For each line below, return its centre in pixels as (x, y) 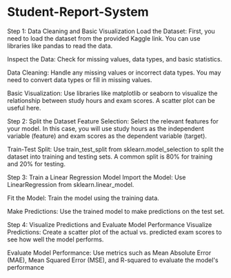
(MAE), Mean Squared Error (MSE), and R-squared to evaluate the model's (113, 260)
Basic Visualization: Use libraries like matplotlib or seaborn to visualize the (112, 93)
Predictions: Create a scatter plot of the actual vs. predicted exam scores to (114, 232)
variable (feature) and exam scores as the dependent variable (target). (107, 136)
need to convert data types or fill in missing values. (80, 79)
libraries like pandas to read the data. (60, 46)
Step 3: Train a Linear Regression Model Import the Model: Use (97, 177)
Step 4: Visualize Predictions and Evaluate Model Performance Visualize (110, 224)
